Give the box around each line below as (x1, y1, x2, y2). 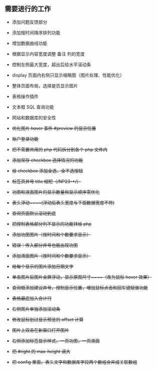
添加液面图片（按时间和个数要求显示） (11, 252, 91, 258)
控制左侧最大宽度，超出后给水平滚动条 (11, 61, 91, 67)
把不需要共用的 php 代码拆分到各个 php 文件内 (11, 146, 108, 152)
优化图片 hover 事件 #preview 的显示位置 (11, 125, 96, 131)
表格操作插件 (11, 93, 38, 99)
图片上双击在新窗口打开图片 (11, 327, 69, 333)
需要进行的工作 (4, 4, 51, 13)
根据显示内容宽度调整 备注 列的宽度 (11, 50, 85, 56)
